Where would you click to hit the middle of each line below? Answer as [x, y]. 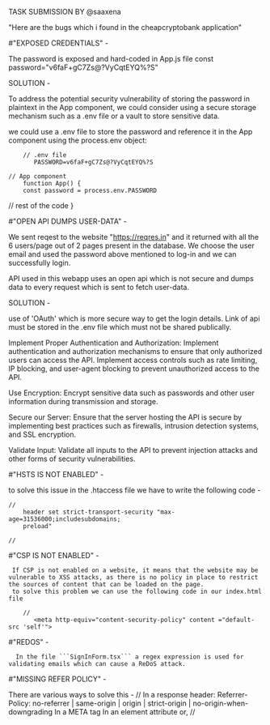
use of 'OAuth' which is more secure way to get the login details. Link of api [134, 318]
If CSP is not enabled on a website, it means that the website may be [135, 570]
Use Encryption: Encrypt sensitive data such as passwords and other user [131, 393]
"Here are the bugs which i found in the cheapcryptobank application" [125, 27]
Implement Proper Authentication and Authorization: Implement [114, 343]
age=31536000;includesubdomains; [65, 519]
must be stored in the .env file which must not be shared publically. [120, 327]
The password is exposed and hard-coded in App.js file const [111, 59]
